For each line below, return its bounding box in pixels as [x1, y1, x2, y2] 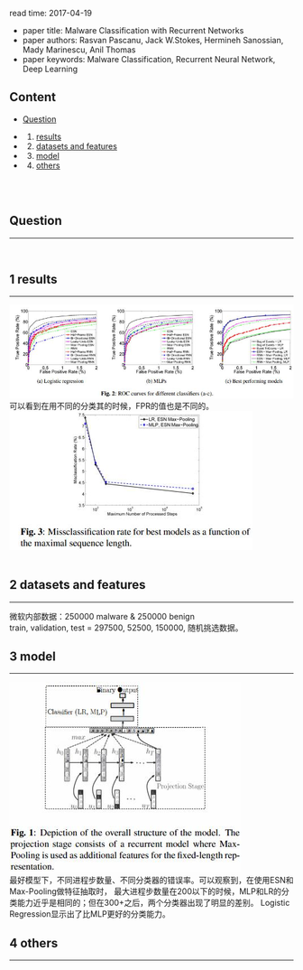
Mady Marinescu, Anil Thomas [22, 44, 137, 55]
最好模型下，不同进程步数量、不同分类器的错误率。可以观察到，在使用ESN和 [9, 875, 294, 886]
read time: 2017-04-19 [9, 8, 93, 18]
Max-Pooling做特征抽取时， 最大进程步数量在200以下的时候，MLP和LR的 [9, 886, 282, 897]
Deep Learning [22, 63, 78, 74]
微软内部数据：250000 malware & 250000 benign [9, 611, 196, 621]
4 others [9, 935, 59, 951]
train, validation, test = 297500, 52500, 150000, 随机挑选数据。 [9, 622, 243, 633]
